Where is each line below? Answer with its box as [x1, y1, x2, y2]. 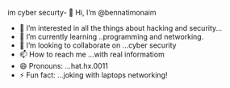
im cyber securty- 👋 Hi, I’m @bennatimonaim [7, 8, 157, 17]
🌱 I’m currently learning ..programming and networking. [19, 32, 204, 41]
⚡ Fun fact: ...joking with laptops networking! [19, 70, 168, 80]
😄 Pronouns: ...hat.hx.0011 [19, 61, 108, 70]
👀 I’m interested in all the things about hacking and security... [19, 23, 223, 32]
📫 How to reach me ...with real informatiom [19, 49, 165, 59]
